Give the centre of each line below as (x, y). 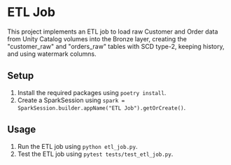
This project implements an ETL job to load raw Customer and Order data (113, 31)
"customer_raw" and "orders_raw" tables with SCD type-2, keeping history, (116, 46)
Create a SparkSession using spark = (71, 100)
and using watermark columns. (52, 54)
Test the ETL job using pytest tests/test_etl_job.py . (95, 154)
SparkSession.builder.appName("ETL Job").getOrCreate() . (101, 107)
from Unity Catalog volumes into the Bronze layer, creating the (97, 38)
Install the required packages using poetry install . (92, 92)
